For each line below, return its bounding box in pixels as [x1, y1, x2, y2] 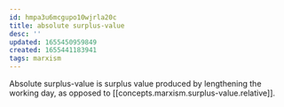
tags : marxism [9, 54, 62, 63]
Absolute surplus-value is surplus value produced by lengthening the [9, 79, 262, 88]
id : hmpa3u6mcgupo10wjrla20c [9, 12, 117, 22]
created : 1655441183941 [9, 46, 98, 55]
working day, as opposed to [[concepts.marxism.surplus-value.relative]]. [9, 88, 276, 98]
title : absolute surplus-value [9, 21, 125, 30]
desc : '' [9, 29, 42, 38]
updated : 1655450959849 [9, 37, 98, 47]
